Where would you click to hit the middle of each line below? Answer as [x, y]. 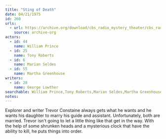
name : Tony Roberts [34, 55]
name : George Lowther [36, 87]
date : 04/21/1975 [23, 14]
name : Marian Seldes [35, 64]
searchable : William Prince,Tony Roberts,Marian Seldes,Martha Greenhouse [84, 92]
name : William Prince [36, 46]
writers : [14, 78]
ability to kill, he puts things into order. [44, 131]
